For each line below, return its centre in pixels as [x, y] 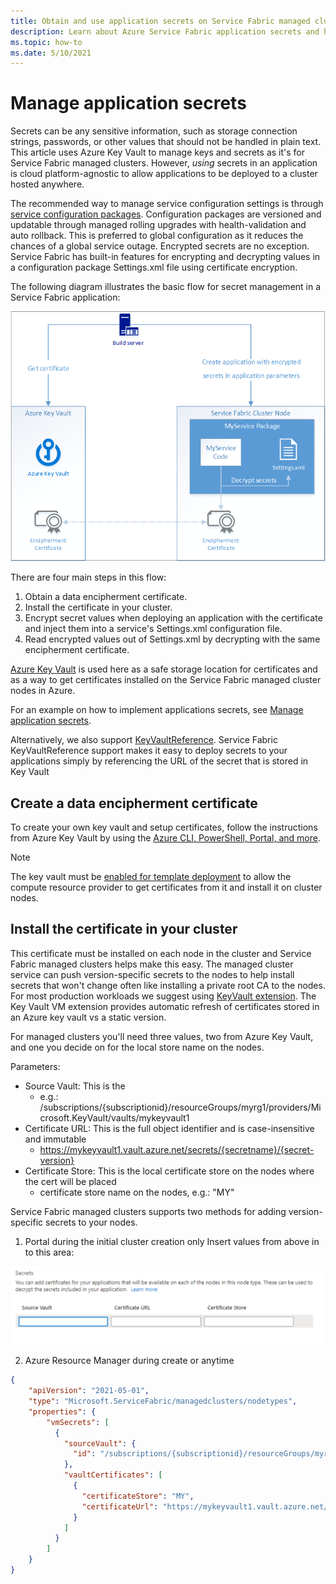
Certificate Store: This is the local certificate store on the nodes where [169, 1171]
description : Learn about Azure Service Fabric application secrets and [165, 31]
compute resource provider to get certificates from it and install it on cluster [166, 887]
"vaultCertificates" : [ [113, 1475]
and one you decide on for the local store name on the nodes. [137, 1047]
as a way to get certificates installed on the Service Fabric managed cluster [166, 680]
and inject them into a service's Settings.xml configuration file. [153, 629]
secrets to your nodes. [91, 1222]
